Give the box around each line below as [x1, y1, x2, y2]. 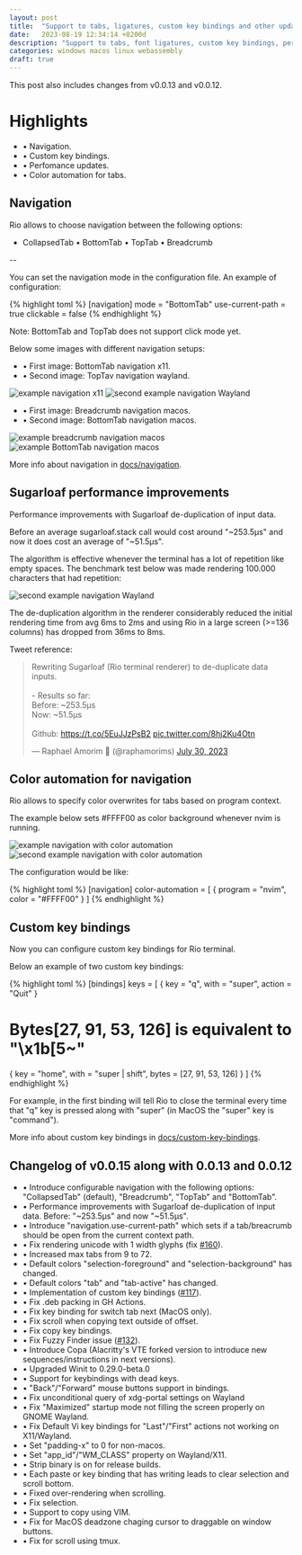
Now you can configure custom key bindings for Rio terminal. [9, 943, 236, 954]
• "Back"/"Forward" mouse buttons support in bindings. [22, 1382, 230, 1393]
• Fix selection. [22, 1497, 79, 1507]
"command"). [9, 1114, 59, 1125]
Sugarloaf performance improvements [9, 485, 230, 500]
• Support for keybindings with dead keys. [22, 1372, 180, 1383]
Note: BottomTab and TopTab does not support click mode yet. [9, 326, 241, 336]
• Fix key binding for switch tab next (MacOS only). [22, 1306, 213, 1317]
